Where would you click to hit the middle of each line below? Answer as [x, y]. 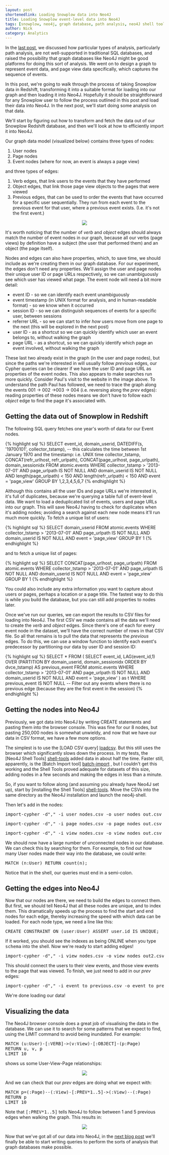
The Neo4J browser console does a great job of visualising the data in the [82, 1024]
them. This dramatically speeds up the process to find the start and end [79, 911]
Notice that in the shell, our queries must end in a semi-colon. [69, 873]
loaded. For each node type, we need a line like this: [59, 922]
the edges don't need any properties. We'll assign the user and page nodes [83, 269]
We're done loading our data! [35, 995]
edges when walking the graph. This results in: [54, 1117]
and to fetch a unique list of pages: [41, 553]
